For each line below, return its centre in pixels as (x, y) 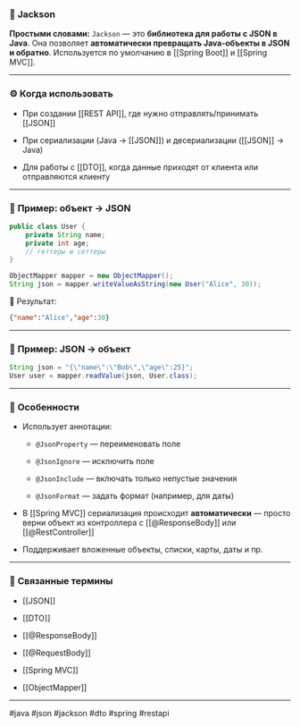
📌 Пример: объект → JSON (70, 207)
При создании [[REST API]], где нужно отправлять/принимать (140, 113)
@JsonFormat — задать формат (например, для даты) (135, 496)
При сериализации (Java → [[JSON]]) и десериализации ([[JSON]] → (153, 140)
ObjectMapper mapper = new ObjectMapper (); (92, 276)
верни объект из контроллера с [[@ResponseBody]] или (129, 523)
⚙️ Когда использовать (61, 94)
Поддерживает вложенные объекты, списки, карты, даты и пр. (142, 550)
